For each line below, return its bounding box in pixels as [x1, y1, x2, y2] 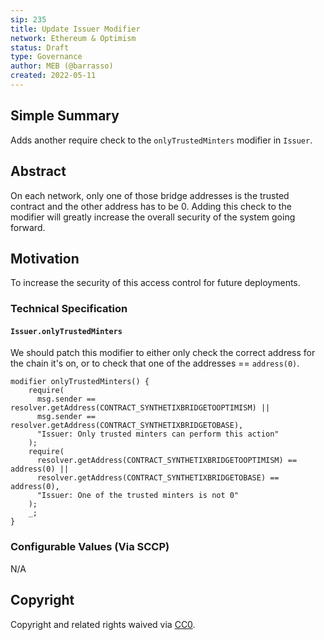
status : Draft [10, 42, 70, 53]
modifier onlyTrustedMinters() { [10, 377, 150, 387]
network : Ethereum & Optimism [10, 33, 137, 43]
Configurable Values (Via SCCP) [10, 540, 170, 554]
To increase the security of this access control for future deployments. [10, 277, 301, 289]
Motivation [10, 250, 80, 267]
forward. [10, 221, 46, 233]
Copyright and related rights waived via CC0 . [10, 618, 196, 630]
